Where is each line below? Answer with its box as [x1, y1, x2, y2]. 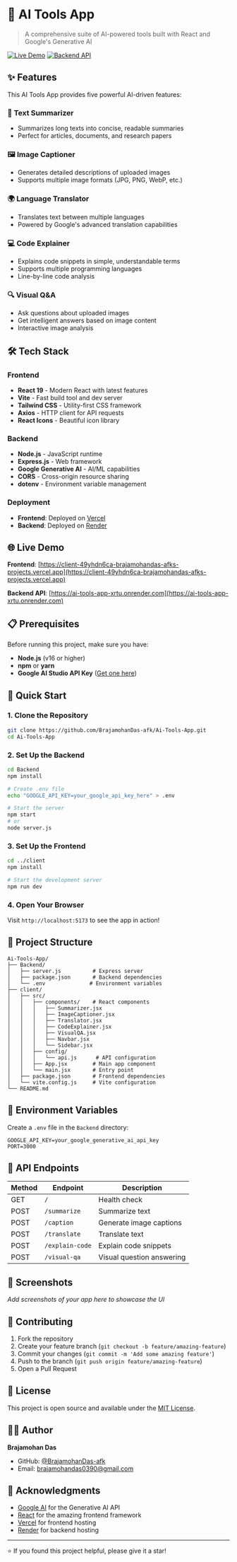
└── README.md [7, 1085, 49, 1092]
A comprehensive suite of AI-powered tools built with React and [24, 30, 210, 38]
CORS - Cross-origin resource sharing [17, 472, 129, 481]
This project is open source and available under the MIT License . [7, 1404, 196, 1412]
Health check [98, 1195, 142, 1205]
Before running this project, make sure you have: [7, 640, 149, 649]
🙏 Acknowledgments [7, 1485, 101, 1497]
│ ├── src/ [7, 992, 46, 999]
